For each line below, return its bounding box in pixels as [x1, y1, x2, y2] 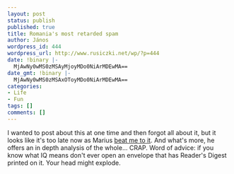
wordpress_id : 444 [7, 43, 62, 50]
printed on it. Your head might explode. [7, 158, 122, 167]
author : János [7, 37, 49, 44]
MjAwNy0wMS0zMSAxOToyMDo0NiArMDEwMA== [13, 76, 129, 83]
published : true [7, 23, 55, 30]
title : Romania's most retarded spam [7, 30, 119, 37]
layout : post [7, 10, 46, 18]
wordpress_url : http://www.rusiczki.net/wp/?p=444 [7, 50, 160, 57]
